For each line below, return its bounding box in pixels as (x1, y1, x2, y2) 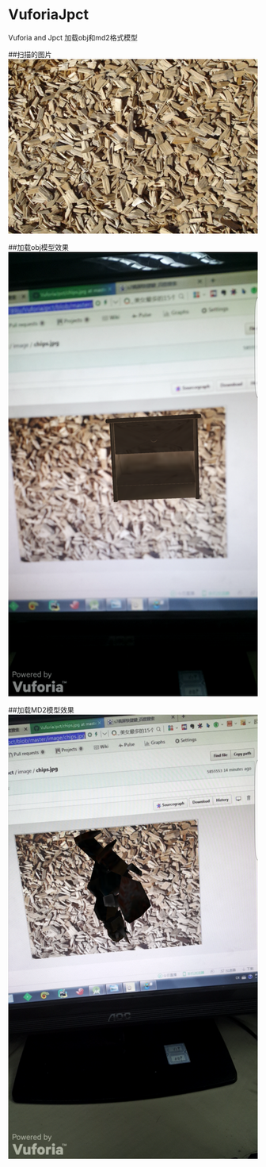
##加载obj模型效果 (8, 243, 70, 252)
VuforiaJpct (8, 6, 89, 24)
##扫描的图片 (8, 49, 52, 59)
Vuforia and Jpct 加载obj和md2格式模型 (8, 33, 139, 42)
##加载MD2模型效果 (8, 705, 75, 715)
